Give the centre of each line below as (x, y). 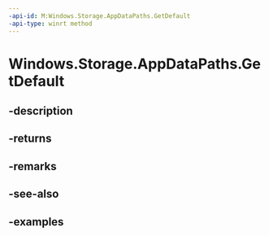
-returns (30, 139)
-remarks (33, 166)
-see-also (34, 194)
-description (41, 111)
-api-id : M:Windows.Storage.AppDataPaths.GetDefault (100, 16)
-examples (36, 222)
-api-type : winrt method (50, 24)
